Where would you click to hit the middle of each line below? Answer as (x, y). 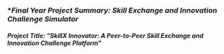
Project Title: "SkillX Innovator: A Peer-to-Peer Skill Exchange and (105, 35)
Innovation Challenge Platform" (54, 43)
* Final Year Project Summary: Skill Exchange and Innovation (112, 10)
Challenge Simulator (43, 19)
